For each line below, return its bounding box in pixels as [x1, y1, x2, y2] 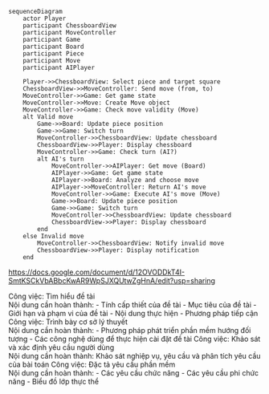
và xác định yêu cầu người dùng [8, 343, 115, 352]
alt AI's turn [37, 155, 84, 163]
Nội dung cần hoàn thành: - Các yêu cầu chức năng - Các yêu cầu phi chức [8, 368, 259, 377]
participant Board [22, 43, 84, 51]
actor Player [22, 14, 67, 22]
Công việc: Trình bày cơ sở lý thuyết [8, 317, 128, 327]
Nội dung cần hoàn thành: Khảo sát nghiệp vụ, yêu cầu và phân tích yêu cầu [8, 351, 261, 360]
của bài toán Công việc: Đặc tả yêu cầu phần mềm [8, 359, 176, 369]
